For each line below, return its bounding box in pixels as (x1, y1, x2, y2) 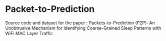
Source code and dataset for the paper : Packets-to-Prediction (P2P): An (5, 20, 155, 26)
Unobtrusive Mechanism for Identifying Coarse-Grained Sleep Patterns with (5, 25, 161, 31)
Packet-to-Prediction (5, 3, 95, 15)
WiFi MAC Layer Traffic (5, 30, 53, 36)
